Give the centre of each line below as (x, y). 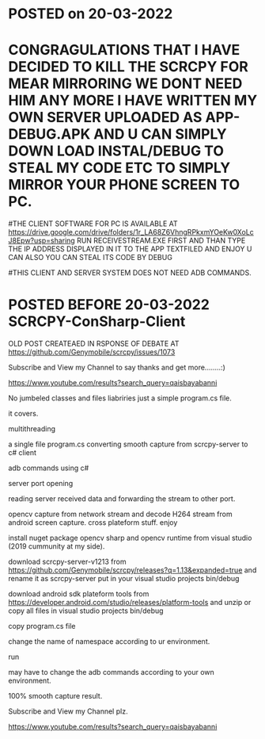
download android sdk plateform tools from (79, 594)
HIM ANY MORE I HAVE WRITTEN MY (133, 101)
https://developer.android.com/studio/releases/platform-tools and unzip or (130, 603)
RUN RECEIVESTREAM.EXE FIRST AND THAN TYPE (161, 241)
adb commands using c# (49, 468)
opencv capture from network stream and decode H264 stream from (120, 514)
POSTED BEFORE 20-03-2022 (109, 305)
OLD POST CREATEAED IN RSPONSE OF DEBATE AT (94, 344)
